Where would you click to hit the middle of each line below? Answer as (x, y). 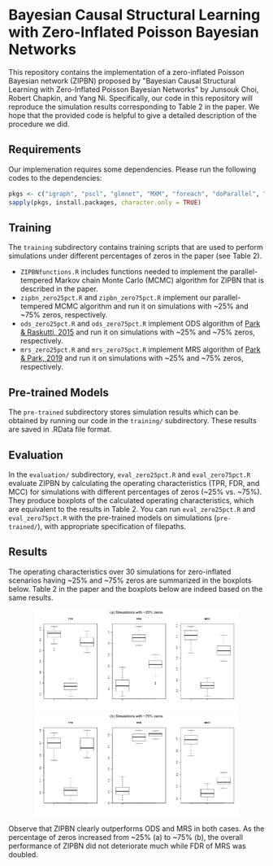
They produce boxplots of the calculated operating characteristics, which (131, 500)
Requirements (45, 149)
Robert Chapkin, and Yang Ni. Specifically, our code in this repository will (131, 98)
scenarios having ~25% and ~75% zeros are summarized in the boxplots (130, 580)
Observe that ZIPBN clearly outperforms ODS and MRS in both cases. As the (136, 829)
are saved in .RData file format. (60, 430)
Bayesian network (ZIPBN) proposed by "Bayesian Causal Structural (122, 81)
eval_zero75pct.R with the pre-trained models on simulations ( (113, 518)
